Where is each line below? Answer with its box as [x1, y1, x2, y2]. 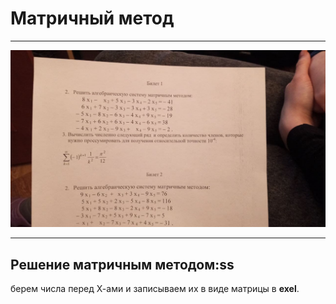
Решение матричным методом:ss [10, 256, 235, 273]
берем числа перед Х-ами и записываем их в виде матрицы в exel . [10, 283, 300, 295]
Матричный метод [10, 7, 175, 30]
